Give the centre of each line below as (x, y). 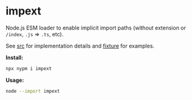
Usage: (15, 80)
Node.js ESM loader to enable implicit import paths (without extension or (96, 28)
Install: (14, 57)
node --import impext (33, 91)
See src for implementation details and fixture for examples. (80, 46)
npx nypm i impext (29, 68)
